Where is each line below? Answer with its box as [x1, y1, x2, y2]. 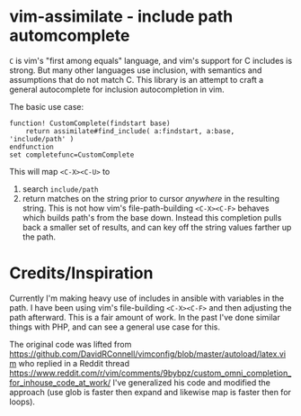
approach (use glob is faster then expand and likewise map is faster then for [9, 386, 292, 397]
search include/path [22, 183, 99, 194]
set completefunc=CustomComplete [9, 150, 135, 159]
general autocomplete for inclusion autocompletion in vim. [9, 84, 225, 95]
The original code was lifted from [9, 339, 132, 349]
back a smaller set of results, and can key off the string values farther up [22, 222, 292, 232]
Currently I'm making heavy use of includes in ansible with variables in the [9, 293, 285, 303]
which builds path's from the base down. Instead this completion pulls [22, 212, 282, 222]
